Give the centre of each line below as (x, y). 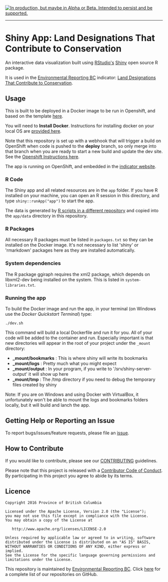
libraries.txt (20, 285)
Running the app (26, 298)
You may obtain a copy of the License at (49, 520)
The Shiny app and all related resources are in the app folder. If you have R (81, 190)
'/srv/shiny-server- (132, 369)
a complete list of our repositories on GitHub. (51, 574)
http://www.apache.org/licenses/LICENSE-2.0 (59, 529)
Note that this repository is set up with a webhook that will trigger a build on (83, 141)
